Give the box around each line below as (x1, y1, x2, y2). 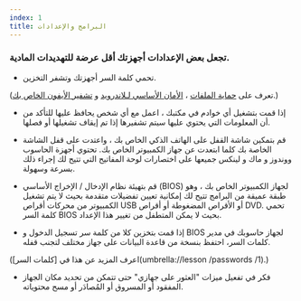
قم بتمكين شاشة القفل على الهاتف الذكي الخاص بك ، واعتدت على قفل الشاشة (22, 134, 287, 145)
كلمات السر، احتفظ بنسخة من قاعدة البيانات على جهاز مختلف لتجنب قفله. (22, 236, 271, 247)
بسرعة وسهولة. (22, 163, 75, 174)
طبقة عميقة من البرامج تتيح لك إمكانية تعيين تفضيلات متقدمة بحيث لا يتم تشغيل (22, 190, 287, 201)
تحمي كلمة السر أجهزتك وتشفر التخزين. (22, 71, 156, 82)
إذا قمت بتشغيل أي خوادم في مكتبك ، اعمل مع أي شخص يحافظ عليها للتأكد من (22, 107, 287, 118)
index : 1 (9, 13, 42, 23)
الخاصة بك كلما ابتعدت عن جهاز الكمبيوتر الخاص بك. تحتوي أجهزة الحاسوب (22, 144, 273, 155)
